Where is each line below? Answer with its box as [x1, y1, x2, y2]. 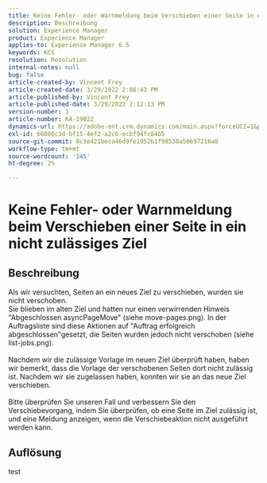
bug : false [8, 71, 44, 79]
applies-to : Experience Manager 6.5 [8, 41, 130, 49]
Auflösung [8, 446, 62, 459]
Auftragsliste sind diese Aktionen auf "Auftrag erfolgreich [8, 321, 195, 331]
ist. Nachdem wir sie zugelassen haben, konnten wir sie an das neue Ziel [8, 372, 246, 382]
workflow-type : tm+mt [8, 145, 80, 153]
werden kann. [8, 423, 53, 432]
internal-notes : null [8, 64, 80, 72]
